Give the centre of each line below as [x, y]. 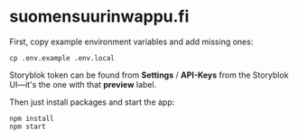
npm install [32, 118]
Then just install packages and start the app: [92, 102]
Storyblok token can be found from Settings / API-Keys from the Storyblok [149, 75]
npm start [28, 126]
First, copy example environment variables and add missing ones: [131, 42]
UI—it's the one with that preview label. [83, 84]
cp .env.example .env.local [62, 58]
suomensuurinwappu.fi [99, 17]
